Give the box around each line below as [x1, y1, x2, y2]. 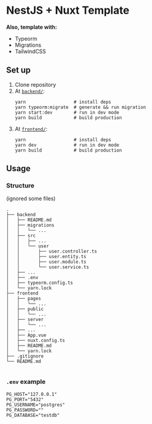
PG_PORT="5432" [6, 396, 44, 402]
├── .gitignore [6, 353, 44, 359]
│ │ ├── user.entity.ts [6, 254, 86, 260]
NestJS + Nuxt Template [6, 4, 130, 17]
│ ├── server [6, 317, 44, 323]
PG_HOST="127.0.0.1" [6, 391, 58, 397]
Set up [6, 65, 31, 75]
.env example [6, 378, 46, 386]
